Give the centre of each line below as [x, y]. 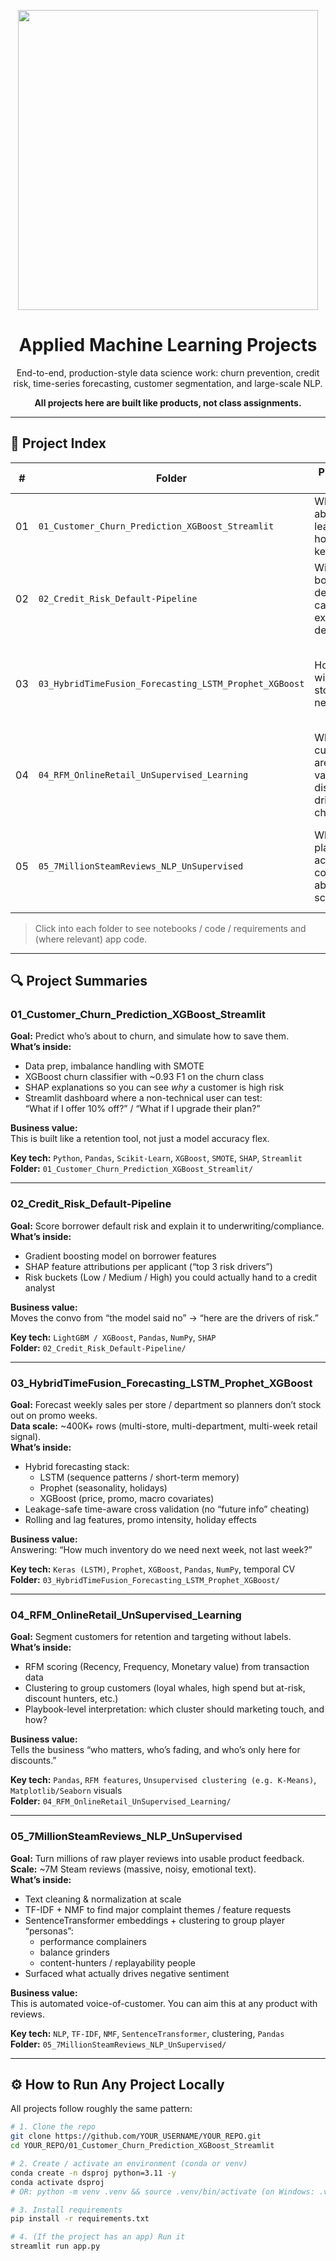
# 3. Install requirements [66, 2210]
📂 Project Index [58, 443]
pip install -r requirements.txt [80, 2219]
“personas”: [49, 1931]
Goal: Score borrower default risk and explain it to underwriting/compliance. [167, 1226]
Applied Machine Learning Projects [168, 345]
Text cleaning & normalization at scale [103, 1899]
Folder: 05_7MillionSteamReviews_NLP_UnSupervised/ [118, 2044]
